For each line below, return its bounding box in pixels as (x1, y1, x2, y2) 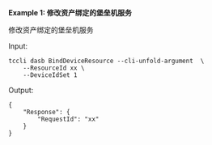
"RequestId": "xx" (37, 115, 100, 123)
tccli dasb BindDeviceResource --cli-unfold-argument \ (8, 57, 205, 65)
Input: (8, 41, 28, 51)
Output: (8, 85, 34, 95)
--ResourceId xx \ (23, 64, 85, 72)
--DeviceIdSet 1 (23, 71, 78, 79)
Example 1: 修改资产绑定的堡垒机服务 (8, 8, 132, 17)
